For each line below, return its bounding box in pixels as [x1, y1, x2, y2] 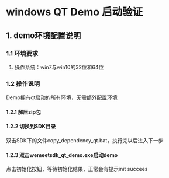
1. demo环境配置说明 [6, 30, 81, 40]
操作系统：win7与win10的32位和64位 [14, 64, 104, 71]
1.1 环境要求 [6, 49, 39, 57]
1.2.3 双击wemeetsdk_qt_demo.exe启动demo [6, 151, 118, 158]
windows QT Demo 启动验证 [6, 5, 143, 19]
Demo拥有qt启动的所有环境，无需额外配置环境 [6, 94, 118, 101]
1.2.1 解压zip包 [6, 109, 41, 116]
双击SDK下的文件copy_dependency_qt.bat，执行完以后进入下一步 [6, 137, 164, 144]
